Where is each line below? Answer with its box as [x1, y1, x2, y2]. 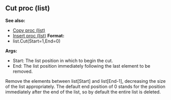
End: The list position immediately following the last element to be [12, 63, 151, 69]
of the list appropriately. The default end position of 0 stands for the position [5, 83, 165, 89]
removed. [12, 68, 33, 74]
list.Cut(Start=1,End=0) [12, 38, 61, 44]
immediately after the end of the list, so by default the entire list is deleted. [5, 88, 161, 95]
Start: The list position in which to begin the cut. [12, 58, 113, 64]
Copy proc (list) [12, 27, 46, 33]
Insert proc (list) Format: [12, 32, 65, 38]
